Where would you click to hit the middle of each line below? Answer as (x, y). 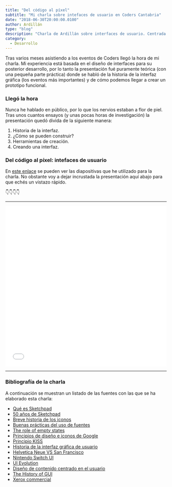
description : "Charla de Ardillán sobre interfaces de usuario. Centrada (86, 34)
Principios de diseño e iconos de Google (55, 436)
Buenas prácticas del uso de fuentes (51, 425)
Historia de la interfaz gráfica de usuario (55, 447)
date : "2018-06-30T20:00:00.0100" (42, 19)
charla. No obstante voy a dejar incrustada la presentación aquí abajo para (84, 177)
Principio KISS (28, 441)
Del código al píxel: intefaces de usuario (56, 160)
